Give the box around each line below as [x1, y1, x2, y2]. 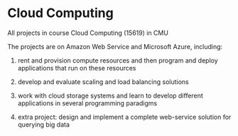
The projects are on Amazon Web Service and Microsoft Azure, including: [7, 42, 223, 51]
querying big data [17, 120, 70, 129]
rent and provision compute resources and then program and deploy [17, 56, 218, 65]
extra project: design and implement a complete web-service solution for [17, 113, 232, 121]
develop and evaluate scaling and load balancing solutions [17, 77, 190, 86]
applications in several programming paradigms [17, 98, 158, 108]
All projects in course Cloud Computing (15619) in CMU [7, 28, 169, 37]
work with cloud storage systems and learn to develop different [17, 91, 204, 100]
